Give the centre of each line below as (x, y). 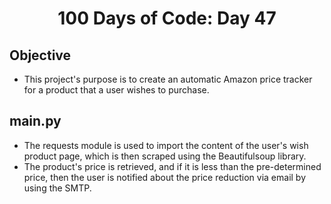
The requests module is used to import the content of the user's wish (166, 145)
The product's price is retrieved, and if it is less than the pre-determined (172, 166)
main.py (35, 121)
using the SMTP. (57, 188)
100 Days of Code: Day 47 (167, 18)
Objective (40, 55)
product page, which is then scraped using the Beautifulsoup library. (165, 156)
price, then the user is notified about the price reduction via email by (165, 177)
